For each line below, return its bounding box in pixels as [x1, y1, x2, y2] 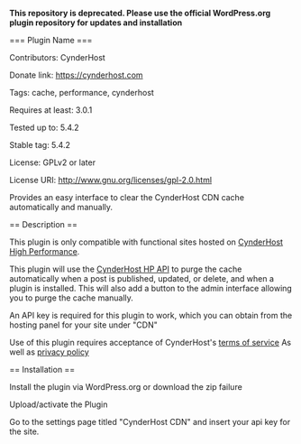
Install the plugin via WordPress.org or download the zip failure [9, 382, 243, 392]
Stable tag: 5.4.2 [9, 140, 70, 150]
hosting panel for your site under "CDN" [9, 319, 158, 330]
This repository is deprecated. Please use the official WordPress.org [9, 8, 271, 18]
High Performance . [9, 246, 80, 256]
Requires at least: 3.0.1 [9, 105, 93, 116]
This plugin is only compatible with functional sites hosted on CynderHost [9, 236, 284, 247]
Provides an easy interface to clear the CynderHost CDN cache [9, 192, 245, 202]
